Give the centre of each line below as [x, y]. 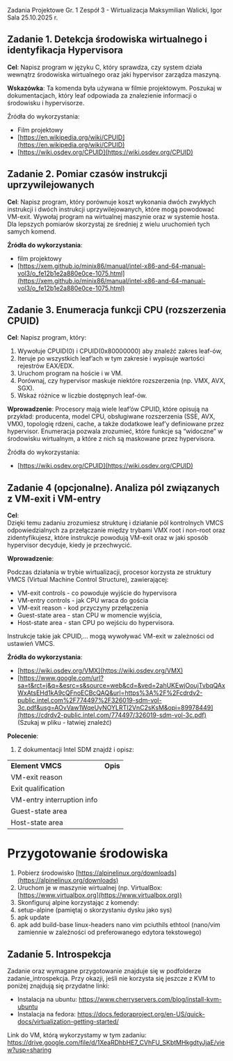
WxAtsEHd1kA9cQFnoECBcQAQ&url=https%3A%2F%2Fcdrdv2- [110, 693]
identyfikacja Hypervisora [65, 51]
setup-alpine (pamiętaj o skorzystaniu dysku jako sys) [95, 910]
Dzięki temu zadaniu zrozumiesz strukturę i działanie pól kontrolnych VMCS [115, 523]
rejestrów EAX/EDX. [46, 366]
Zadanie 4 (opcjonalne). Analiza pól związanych [114, 488]
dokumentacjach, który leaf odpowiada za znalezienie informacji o [102, 95]
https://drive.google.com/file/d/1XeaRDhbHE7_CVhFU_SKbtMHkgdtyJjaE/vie [116, 1043]
